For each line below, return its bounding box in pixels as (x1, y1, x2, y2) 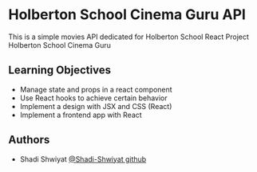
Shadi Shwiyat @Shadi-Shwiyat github (19, 154, 147, 164)
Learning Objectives (8, 64, 112, 77)
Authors (8, 133, 50, 147)
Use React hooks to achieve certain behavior (19, 93, 168, 103)
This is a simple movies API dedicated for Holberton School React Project (8, 32, 250, 41)
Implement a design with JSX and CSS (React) (19, 101, 172, 111)
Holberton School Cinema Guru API (8, 6, 246, 24)
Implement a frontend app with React (19, 110, 142, 119)
